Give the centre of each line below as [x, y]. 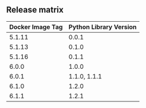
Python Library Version [103, 27]
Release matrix [35, 10]
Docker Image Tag [36, 27]
